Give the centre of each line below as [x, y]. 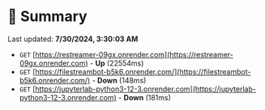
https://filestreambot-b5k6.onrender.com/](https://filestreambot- [143, 71]
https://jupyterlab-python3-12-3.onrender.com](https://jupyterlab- [146, 89]
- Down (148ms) [119, 80]
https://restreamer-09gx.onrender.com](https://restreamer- [135, 54]
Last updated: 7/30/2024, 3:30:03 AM [73, 39]
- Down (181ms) [145, 97]
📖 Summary [47, 17]
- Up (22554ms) [117, 63]
